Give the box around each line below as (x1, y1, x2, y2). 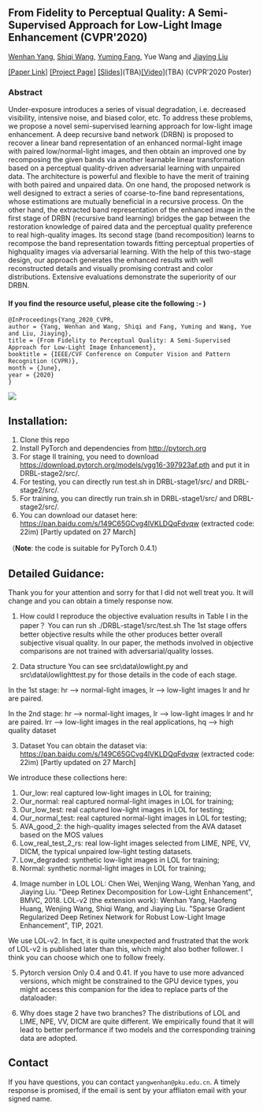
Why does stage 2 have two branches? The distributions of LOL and (19, 1008, 241, 1017)
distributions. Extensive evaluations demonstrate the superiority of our (8, 272, 237, 282)
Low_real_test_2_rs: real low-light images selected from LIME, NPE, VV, (19, 838, 250, 848)
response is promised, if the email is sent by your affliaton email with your (8, 1085, 247, 1094)
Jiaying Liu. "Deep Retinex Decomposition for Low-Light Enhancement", (19, 886, 254, 897)
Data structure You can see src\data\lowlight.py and (19, 661, 188, 671)
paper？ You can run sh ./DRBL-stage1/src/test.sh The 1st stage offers (19, 620, 247, 630)
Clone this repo (19, 435, 69, 444)
